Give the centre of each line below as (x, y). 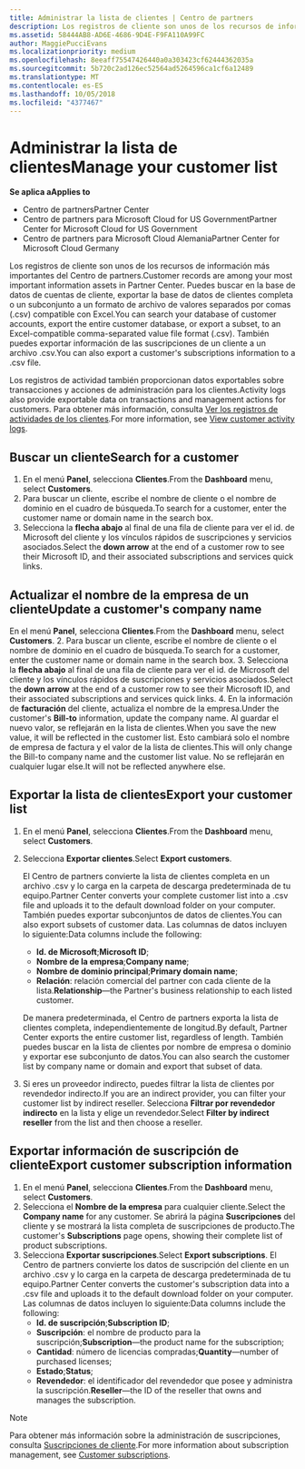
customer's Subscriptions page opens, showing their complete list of (152, 1235)
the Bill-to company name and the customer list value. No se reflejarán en (147, 756)
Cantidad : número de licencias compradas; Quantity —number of (157, 1352)
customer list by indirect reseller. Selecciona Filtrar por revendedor (148, 1103)
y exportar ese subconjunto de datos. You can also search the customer (156, 1056)
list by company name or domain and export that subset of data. (143, 1066)
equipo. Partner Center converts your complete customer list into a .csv (155, 895)
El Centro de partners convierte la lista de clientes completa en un (146, 876)
